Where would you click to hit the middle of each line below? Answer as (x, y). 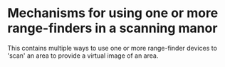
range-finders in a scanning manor (112, 28)
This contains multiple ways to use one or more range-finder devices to (112, 48)
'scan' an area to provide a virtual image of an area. (83, 56)
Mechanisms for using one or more (113, 13)
